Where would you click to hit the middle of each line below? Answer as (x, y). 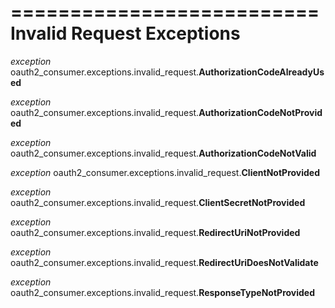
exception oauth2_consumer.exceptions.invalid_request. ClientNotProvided (165, 172)
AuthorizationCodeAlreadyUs (261, 72)
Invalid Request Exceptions (125, 33)
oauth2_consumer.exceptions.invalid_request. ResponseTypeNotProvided (162, 292)
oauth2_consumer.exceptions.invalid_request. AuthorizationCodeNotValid (163, 153)
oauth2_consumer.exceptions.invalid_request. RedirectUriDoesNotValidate (164, 262)
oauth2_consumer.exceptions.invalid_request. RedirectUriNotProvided (155, 232)
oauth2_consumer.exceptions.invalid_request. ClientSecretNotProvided (158, 202)
